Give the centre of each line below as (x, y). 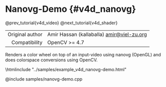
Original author (25, 34)
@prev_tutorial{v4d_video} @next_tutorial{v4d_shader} (62, 23)
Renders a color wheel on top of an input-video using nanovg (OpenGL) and (83, 54)
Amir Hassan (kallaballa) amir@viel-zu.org (97, 34)
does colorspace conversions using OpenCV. (52, 60)
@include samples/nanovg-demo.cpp (44, 79)
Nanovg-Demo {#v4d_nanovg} (71, 9)
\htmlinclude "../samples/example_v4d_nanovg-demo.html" (66, 69)
